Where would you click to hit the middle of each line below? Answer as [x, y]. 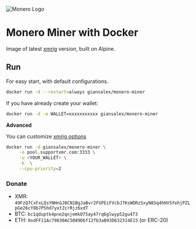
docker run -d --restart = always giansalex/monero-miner [75, 92]
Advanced [19, 125]
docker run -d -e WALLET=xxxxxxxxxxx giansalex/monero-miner [82, 114]
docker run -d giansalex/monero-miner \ [56, 147]
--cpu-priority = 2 [40, 169]
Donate [17, 183]
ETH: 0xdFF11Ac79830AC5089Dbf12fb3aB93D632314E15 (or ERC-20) [91, 220]
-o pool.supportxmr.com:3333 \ [57, 152]
